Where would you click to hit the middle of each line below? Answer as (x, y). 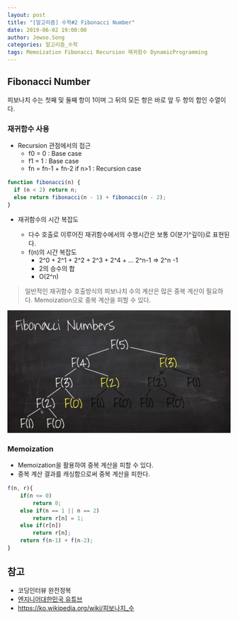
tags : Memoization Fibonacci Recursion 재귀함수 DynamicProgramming (107, 52)
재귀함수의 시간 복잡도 (48, 219)
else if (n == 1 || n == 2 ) (60, 511)
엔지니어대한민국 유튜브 (50, 599)
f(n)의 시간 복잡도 (52, 252)
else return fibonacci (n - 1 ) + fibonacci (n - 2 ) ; (90, 197)
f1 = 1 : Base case (53, 161)
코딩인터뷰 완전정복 (44, 590)
